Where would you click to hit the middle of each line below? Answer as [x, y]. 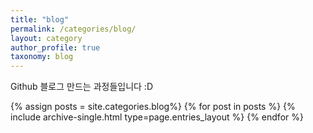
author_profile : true [55, 47]
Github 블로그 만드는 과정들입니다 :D [81, 87]
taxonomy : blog [42, 57]
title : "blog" [40, 19]
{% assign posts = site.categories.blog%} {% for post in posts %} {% [153, 107]
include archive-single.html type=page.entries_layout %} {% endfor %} [157, 117]
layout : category [46, 38]
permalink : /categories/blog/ [73, 29]
